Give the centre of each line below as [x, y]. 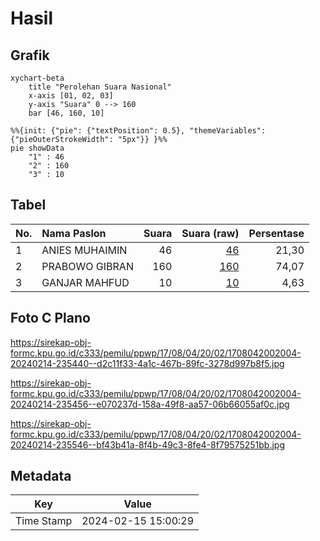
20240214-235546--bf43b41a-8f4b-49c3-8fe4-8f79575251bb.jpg [148, 444]
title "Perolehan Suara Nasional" [100, 87]
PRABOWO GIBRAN [87, 266]
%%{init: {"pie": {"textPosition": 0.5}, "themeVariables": [138, 131]
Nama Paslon [74, 233]
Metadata [41, 476]
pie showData [37, 148]
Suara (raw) [210, 233]
